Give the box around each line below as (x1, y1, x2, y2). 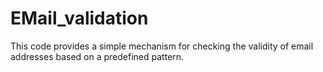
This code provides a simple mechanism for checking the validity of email (10, 40, 314, 52)
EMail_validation (10, 7, 149, 30)
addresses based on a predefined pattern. (10, 50, 185, 62)
